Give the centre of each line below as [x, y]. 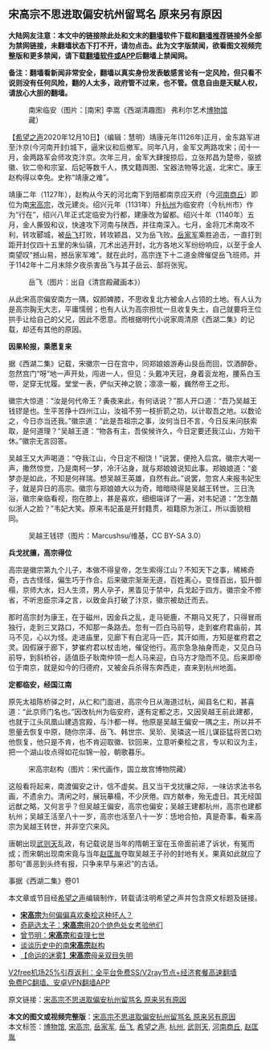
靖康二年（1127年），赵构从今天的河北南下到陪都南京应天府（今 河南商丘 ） [130, 194]
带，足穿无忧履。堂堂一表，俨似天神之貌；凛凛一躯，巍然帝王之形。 [121, 383]
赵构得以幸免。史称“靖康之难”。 [61, 177]
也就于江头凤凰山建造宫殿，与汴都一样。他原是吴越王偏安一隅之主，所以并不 [135, 721]
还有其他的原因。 [57, 329]
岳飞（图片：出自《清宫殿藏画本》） [86, 282]
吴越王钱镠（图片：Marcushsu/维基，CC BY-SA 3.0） [117, 535]
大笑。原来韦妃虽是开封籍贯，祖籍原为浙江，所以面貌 [156, 508]
